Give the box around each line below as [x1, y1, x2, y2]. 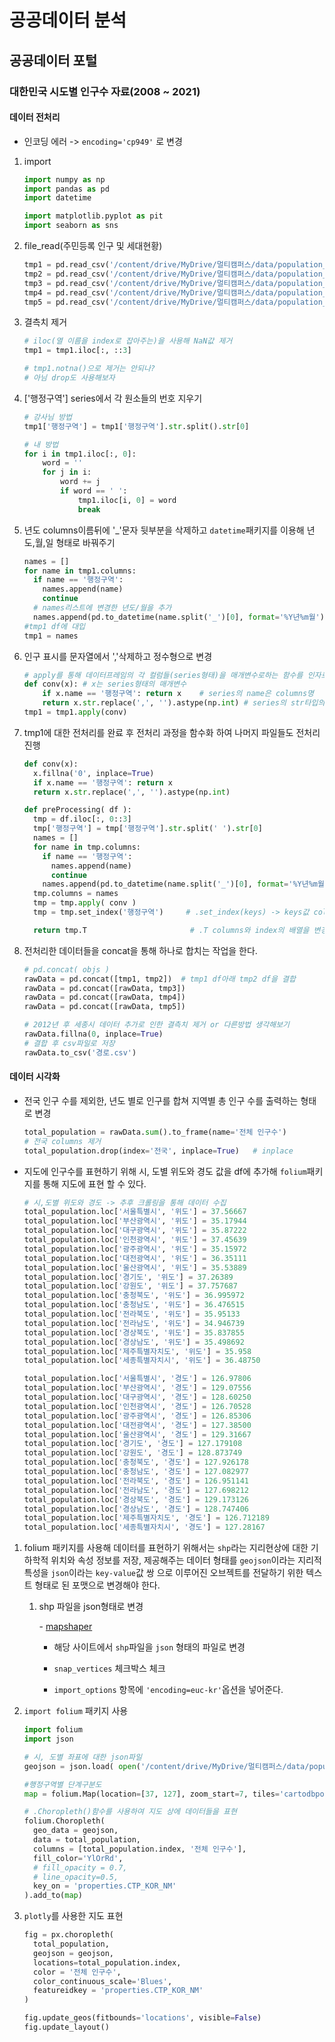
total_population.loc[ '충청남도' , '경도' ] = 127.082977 [23, 1467, 250, 1477]
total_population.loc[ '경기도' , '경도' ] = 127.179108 [23, 1439, 243, 1449]
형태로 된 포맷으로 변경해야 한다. [34, 1579, 161, 1591]
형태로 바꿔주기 [55, 536, 116, 548]
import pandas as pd [23, 184, 110, 194]
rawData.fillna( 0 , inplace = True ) [23, 1029, 164, 1040]
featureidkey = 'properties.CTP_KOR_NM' [33, 1986, 204, 1996]
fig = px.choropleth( [23, 1930, 114, 1940]
